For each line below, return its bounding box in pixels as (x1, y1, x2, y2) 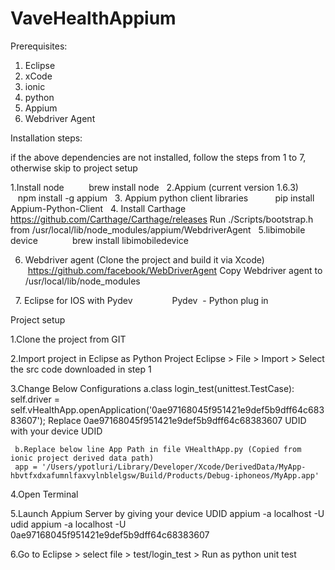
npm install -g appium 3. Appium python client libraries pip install (17, 192, 315, 204)
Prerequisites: (10, 40, 68, 52)
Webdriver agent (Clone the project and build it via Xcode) (24, 253, 265, 266)
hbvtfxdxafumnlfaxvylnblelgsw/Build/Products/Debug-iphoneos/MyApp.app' (10, 470, 320, 481)
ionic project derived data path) (10, 453, 155, 463)
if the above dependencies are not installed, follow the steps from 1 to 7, (10, 151, 307, 163)
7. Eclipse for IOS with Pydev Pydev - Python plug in (14, 294, 269, 306)
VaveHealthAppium (10, 7, 177, 30)
